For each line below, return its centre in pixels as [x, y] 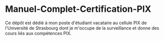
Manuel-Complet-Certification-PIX [78, 9]
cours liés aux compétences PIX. [38, 33]
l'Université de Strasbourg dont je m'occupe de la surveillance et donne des [82, 28]
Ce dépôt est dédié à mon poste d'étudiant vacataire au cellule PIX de [76, 23]
